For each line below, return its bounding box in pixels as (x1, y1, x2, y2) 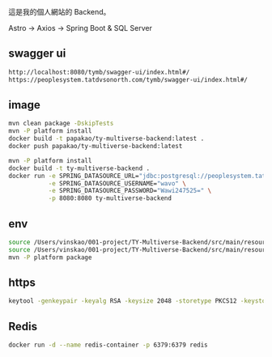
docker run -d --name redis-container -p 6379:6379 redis (8, 341, 208, 350)
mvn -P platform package (8, 253, 92, 261)
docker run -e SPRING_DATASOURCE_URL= (8, 172, 139, 180)
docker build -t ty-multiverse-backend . (8, 164, 151, 172)
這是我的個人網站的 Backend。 (8, 7, 111, 16)
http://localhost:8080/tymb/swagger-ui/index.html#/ (8, 68, 190, 76)
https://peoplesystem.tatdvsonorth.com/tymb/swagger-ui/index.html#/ (8, 75, 249, 83)
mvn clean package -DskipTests (8, 120, 114, 128)
